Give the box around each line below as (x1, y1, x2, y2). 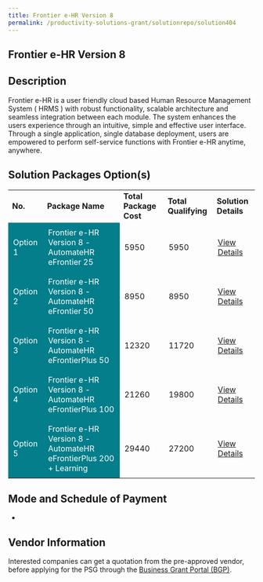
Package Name (46, 200, 105, 211)
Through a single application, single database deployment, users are (8, 129, 229, 138)
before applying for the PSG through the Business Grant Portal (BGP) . (8, 565, 232, 574)
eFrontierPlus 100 (48, 404, 115, 415)
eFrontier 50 (48, 306, 94, 317)
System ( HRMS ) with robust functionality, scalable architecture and (8, 104, 229, 113)
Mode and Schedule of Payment (8, 492, 168, 505)
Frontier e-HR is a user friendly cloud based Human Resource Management (8, 95, 251, 104)
